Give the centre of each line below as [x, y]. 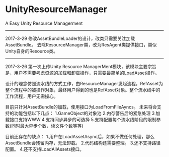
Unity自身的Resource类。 [32, 51]
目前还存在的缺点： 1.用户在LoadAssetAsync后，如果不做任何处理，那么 [80, 136]
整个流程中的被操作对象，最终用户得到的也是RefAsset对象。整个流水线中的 [83, 90]
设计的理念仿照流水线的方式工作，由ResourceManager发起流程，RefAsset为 [84, 83]
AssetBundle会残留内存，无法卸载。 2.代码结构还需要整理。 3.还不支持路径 [83, 143]
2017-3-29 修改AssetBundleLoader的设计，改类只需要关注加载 [70, 38]
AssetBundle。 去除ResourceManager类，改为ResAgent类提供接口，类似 [81, 44]
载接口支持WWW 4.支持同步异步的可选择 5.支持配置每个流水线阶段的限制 [81, 119]
